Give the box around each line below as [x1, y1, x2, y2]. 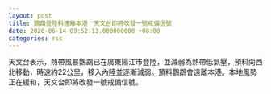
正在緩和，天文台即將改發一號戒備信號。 [8, 77, 143, 87]
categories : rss [8, 34, 63, 43]
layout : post [8, 11, 52, 20]
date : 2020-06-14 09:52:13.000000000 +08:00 [8, 27, 161, 35]
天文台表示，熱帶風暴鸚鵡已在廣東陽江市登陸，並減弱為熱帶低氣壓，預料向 [8, 57, 256, 67]
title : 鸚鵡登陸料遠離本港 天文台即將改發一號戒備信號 [8, 19, 172, 27]
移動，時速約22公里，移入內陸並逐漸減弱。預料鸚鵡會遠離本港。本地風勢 [15, 67, 258, 77]
